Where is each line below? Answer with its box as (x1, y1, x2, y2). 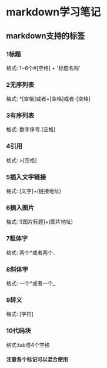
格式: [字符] (6, 311, 34, 318)
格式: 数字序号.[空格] (6, 126, 56, 133)
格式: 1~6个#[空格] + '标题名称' (6, 64, 81, 71)
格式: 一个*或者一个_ (6, 279, 56, 286)
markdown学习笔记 (6, 5, 101, 19)
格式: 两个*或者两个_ (6, 249, 56, 256)
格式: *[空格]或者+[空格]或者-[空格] (6, 95, 91, 102)
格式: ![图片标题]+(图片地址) (6, 218, 73, 225)
